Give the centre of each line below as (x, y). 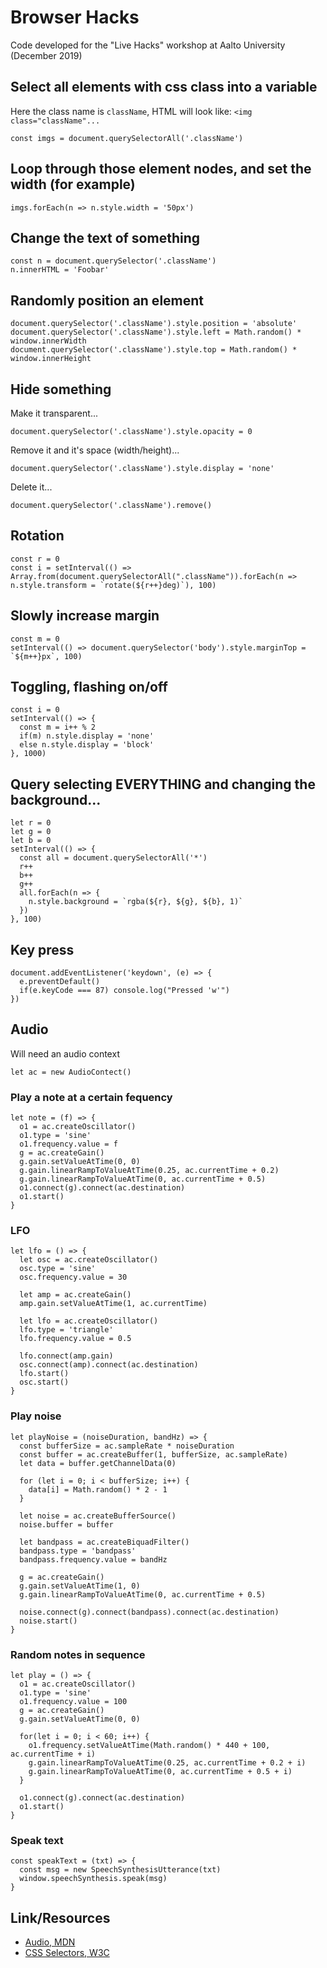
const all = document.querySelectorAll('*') (113, 858)
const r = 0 (35, 559)
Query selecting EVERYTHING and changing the (163, 784)
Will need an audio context (65, 1053)
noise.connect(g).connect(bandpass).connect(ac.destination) (149, 1612)
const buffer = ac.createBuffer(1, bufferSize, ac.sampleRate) (153, 1454)
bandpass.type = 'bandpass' (78, 1551)
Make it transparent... (54, 413)
